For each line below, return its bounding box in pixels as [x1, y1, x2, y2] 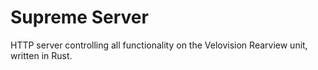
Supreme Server [10, 6, 149, 29]
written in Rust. [10, 49, 73, 61]
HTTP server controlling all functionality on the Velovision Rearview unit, [10, 39, 308, 51]
